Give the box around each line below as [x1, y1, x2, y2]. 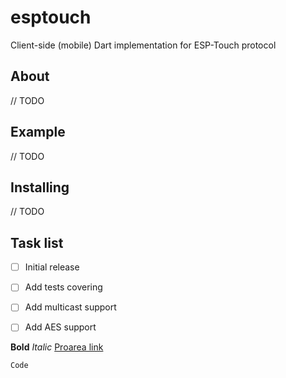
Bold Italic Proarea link [10, 341, 104, 353]
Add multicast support [24, 301, 117, 313]
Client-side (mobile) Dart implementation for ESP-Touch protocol [10, 39, 277, 51]
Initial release [24, 261, 80, 273]
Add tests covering [24, 281, 103, 293]
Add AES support [24, 321, 97, 333]
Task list [10, 234, 64, 251]
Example [10, 124, 66, 141]
